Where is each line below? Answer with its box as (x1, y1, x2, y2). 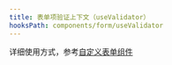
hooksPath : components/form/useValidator (9, 21, 164, 30)
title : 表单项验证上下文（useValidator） (9, 12, 150, 22)
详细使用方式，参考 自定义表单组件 (9, 46, 133, 57)
